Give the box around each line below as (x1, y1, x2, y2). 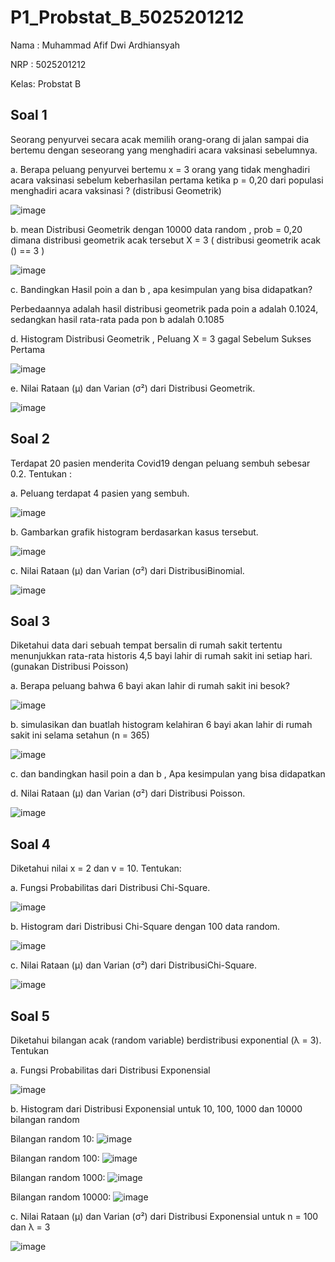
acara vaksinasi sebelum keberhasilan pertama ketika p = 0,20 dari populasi (10, 174, 324, 186)
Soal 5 (10, 1007, 50, 1025)
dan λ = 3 (10, 1221, 51, 1233)
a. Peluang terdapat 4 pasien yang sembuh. (10, 487, 190, 499)
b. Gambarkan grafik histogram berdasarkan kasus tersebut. (10, 526, 259, 538)
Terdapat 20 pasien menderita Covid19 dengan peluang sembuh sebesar (10, 457, 311, 469)
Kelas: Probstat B (10, 77, 82, 90)
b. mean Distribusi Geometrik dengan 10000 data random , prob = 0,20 (10, 223, 303, 235)
